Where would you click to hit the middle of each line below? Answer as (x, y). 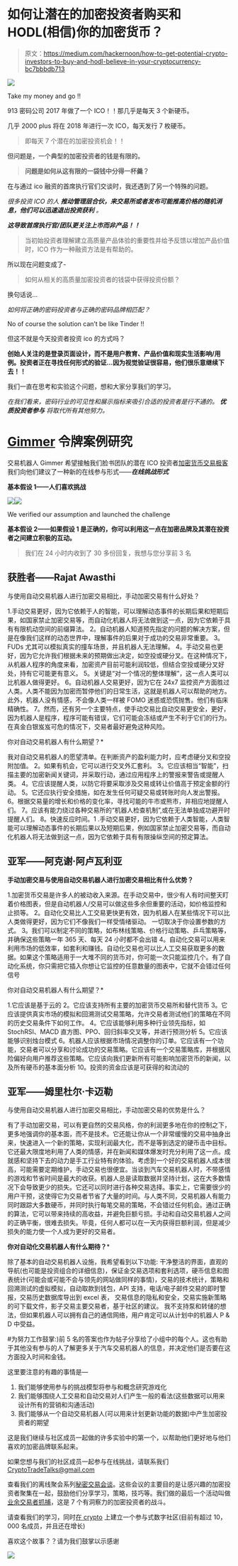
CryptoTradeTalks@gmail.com (51, 1470)
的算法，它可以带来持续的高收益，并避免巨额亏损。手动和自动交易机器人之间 (119, 1214)
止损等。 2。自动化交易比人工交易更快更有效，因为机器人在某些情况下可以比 (119, 912)
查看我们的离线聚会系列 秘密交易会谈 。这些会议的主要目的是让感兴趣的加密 (116, 1484)
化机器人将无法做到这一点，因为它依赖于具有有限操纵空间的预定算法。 (110, 836)
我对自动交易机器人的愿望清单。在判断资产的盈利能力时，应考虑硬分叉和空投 (119, 757)
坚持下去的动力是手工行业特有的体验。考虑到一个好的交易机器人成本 (125, 1161)
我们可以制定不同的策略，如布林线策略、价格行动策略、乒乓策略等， (131, 930)
